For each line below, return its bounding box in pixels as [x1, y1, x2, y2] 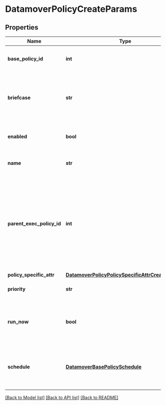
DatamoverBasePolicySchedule [66, 364, 142, 370]
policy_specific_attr [7, 272, 55, 278]
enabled [7, 133, 27, 140]
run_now [7, 319, 29, 325]
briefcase [7, 94, 31, 101]
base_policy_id [7, 55, 43, 62]
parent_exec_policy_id [7, 220, 61, 227]
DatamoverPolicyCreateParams [5, 3, 137, 15]
